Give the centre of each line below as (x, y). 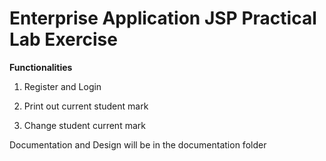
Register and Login (62, 86)
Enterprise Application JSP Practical (163, 18)
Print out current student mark (86, 106)
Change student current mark (84, 125)
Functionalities (41, 67)
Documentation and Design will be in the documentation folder (138, 144)
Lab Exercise (63, 39)
